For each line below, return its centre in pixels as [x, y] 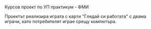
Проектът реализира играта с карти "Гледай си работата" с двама [75, 16]
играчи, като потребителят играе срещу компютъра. [61, 22]
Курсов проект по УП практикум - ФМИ [47, 7]
